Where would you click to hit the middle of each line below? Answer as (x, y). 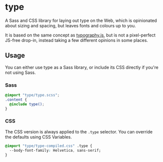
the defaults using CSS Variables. (38, 137)
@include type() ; (27, 104)
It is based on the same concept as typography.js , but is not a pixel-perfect (80, 35)
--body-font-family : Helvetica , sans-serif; (55, 150)
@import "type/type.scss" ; (32, 95)
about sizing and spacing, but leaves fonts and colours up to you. (71, 25)
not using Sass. (20, 72)
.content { (16, 99)
